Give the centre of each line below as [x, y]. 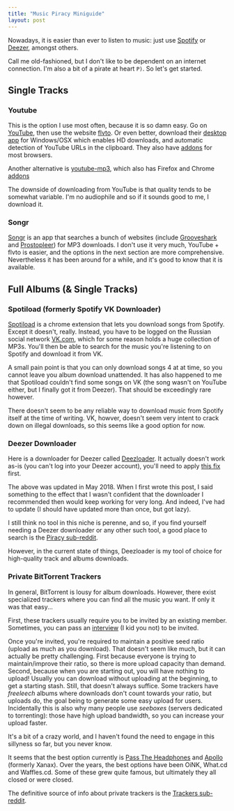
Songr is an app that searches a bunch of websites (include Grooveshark [112, 237]
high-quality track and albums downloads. [69, 558]
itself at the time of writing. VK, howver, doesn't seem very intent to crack [114, 418]
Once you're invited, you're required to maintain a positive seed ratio [106, 641]
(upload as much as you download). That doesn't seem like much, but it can [117, 648]
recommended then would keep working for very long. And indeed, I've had [116, 502]
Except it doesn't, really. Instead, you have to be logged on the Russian [110, 332]
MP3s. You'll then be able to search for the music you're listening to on [109, 347]
